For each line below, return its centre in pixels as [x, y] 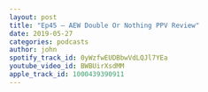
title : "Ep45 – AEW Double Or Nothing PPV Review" [104, 25]
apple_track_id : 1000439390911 [67, 74]
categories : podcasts [49, 42]
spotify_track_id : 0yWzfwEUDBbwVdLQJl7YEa [89, 58]
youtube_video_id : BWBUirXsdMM [67, 67]
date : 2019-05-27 [41, 33]
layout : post [33, 17]
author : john [33, 50]
